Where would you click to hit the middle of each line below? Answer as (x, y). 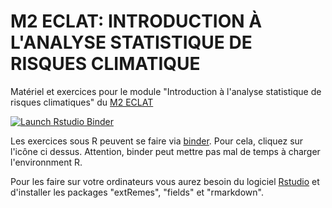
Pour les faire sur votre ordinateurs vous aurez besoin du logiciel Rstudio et (165, 181)
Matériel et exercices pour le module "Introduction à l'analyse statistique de (166, 91)
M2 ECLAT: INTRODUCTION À (136, 21)
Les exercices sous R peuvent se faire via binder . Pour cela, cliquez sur (157, 141)
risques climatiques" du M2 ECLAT (82, 102)
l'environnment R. (46, 162)
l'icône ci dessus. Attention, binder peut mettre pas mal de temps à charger (165, 151)
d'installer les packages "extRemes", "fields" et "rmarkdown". (137, 192)
